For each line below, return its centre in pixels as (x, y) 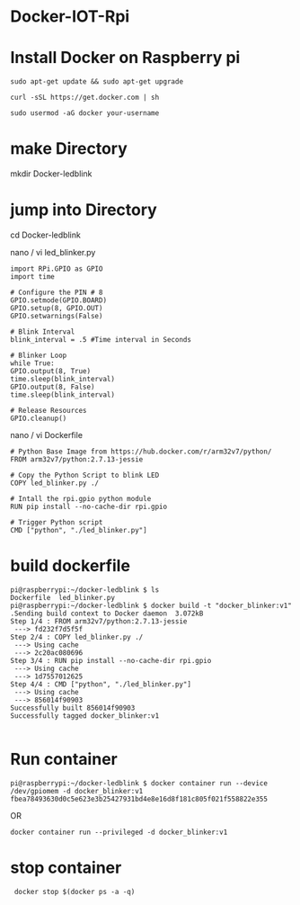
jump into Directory (84, 210)
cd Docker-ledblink (46, 235)
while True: (32, 363)
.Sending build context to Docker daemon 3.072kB (107, 614)
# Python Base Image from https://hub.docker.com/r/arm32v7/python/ (141, 452)
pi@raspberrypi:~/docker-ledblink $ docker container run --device (139, 783)
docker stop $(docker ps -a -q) (75, 892)
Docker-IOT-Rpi (70, 17)
